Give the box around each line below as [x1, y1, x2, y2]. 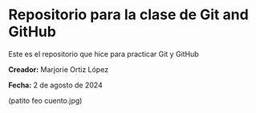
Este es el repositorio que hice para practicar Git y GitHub [8, 49, 199, 59]
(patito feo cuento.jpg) [8, 95, 83, 105]
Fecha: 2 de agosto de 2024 [8, 80, 103, 90]
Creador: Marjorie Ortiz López [8, 64, 109, 74]
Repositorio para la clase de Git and [8, 6, 249, 24]
